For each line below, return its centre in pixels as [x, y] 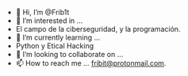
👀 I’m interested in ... [49, 21]
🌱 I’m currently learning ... [58, 37]
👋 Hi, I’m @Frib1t [42, 12]
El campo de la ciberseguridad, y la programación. [98, 29]
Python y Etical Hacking [54, 46]
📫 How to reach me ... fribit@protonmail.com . [91, 63]
